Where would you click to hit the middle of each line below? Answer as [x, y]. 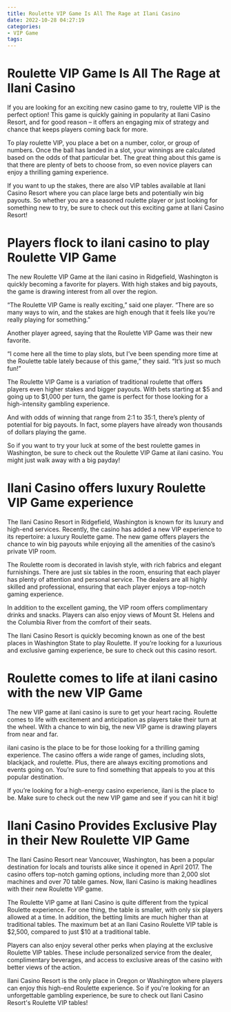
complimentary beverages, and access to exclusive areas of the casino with [115, 959]
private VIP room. [32, 551]
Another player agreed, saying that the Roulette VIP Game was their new [110, 333]
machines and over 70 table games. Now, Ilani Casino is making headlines [112, 881]
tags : [15, 39]
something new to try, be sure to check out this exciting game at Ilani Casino [115, 208]
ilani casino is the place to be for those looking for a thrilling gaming [103, 747]
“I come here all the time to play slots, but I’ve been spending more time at [113, 354]
